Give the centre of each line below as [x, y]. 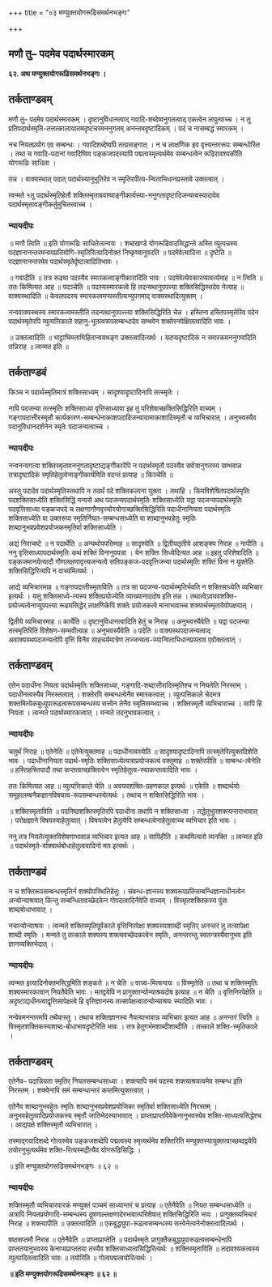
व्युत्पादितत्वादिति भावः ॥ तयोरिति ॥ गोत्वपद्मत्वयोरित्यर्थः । [81, 1258]
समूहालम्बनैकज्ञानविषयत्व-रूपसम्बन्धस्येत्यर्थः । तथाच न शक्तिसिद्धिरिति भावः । [106, 795]
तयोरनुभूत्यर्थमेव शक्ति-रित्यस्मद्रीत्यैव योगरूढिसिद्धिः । [75, 1150]
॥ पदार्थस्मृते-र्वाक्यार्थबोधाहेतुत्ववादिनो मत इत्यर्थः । [72, 846]
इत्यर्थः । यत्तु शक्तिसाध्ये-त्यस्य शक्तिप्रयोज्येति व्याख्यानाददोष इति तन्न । [98, 596]
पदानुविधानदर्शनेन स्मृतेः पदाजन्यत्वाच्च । [59, 426]
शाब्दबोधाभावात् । [30, 909]
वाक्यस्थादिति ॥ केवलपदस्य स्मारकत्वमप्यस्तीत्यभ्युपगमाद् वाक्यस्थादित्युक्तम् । [106, 296]
